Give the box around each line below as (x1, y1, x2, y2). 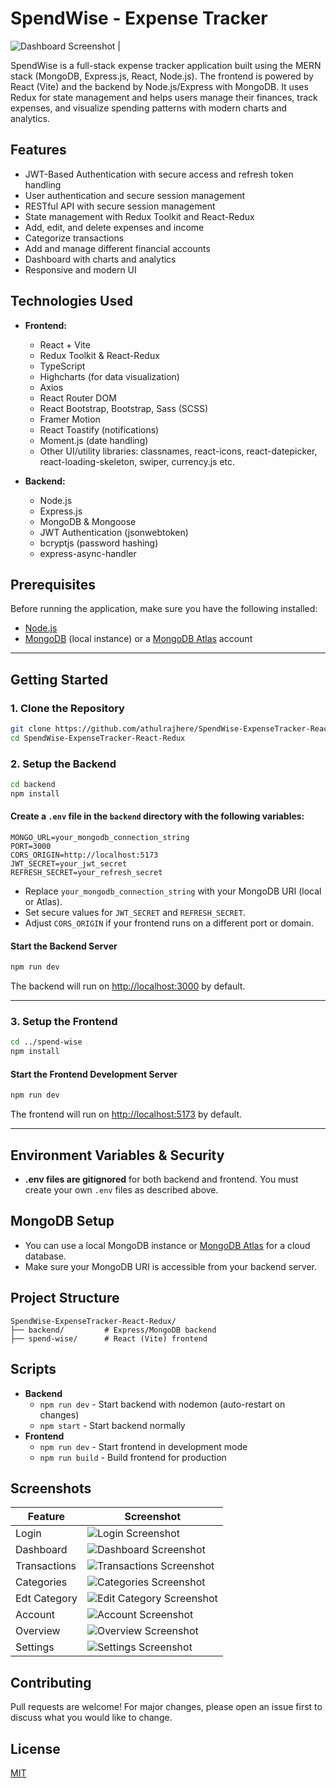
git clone (10, 724, 52, 734)
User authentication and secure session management (24, 189, 246, 201)
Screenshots (10, 1480, 92, 1497)
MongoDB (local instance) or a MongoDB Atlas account (24, 633, 253, 645)
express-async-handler (39, 547, 137, 559)
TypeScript (39, 360, 86, 372)
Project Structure (10, 1290, 120, 1307)
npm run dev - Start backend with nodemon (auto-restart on (39, 1398, 286, 1410)
